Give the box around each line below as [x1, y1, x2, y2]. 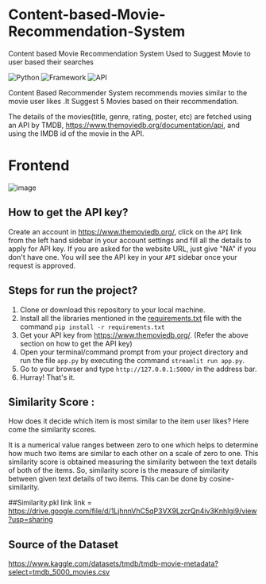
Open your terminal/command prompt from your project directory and [19, 347, 249, 357]
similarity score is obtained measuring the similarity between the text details [8, 457, 257, 466]
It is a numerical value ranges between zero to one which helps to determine [8, 440, 259, 450]
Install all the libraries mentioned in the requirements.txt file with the [19, 313, 242, 323]
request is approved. [8, 261, 76, 270]
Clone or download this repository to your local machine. [19, 304, 206, 315]
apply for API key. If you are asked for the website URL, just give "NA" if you [8, 244, 256, 253]
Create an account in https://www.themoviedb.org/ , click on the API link [8, 226, 242, 236]
